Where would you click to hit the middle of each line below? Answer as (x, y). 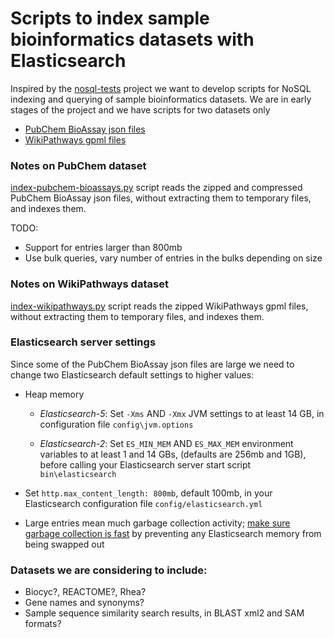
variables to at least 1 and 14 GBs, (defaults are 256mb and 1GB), (173, 454)
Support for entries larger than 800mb (103, 248)
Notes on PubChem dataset (78, 165)
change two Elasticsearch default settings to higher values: (132, 374)
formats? (43, 624)
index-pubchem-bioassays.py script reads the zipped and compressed (156, 188)
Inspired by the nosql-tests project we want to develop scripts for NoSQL (161, 88)
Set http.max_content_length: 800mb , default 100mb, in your (148, 493)
